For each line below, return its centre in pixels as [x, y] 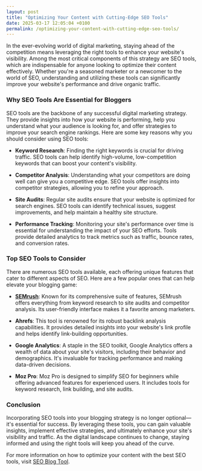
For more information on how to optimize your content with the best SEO [96, 455]
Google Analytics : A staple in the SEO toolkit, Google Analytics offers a [104, 345]
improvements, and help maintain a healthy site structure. [86, 212]
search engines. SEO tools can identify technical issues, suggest [95, 206]
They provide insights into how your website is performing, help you [91, 119]
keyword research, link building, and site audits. [74, 389]
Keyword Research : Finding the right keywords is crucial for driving [99, 150]
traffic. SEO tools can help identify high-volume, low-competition [96, 157]
